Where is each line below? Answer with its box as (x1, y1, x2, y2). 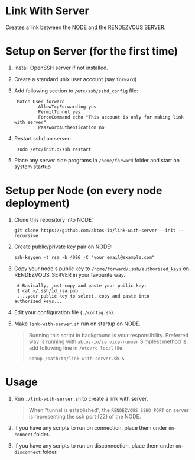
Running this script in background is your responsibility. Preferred (28, 331, 189, 338)
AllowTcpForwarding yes (38, 104, 97, 110)
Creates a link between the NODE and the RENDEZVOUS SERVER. (5, 24, 166, 31)
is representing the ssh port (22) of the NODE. (28, 413, 141, 420)
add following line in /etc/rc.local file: (28, 344, 125, 351)
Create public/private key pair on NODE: (14, 243, 112, 250)
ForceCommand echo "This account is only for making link (38, 114, 184, 120)
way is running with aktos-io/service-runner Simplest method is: (28, 338, 188, 345)
